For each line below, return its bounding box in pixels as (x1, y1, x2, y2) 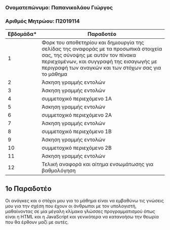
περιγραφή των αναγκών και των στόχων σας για (41, 65, 161, 72)
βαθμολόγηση (41, 167, 76, 174)
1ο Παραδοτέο (5, 184, 52, 193)
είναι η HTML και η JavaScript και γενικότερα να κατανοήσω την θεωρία (5, 214, 159, 220)
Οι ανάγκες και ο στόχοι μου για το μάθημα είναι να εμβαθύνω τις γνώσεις (5, 198, 164, 204)
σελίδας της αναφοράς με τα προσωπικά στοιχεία (41, 45, 162, 52)
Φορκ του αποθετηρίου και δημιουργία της (41, 39, 144, 46)
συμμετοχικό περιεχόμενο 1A (41, 95, 112, 102)
